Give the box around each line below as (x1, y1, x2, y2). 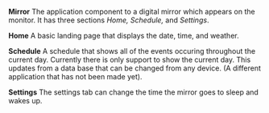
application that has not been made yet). (8, 72, 143, 81)
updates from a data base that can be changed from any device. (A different (8, 63, 262, 73)
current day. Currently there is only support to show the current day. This (8, 55, 251, 64)
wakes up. (8, 96, 43, 105)
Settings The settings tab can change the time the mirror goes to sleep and (8, 87, 259, 97)
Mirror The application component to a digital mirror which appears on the (8, 7, 255, 16)
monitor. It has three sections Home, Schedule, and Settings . (8, 15, 209, 25)
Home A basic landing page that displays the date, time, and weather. (8, 31, 239, 40)
